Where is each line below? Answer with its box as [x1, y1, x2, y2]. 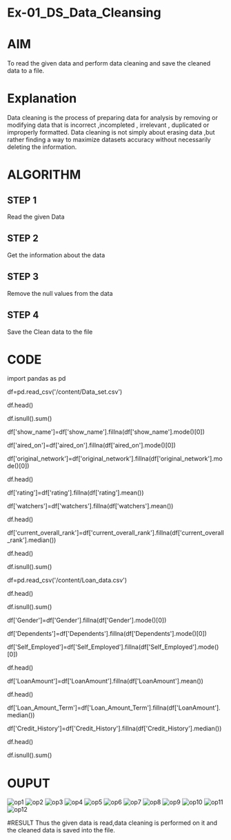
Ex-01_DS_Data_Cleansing [7, 5, 161, 21]
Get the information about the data [7, 250, 106, 259]
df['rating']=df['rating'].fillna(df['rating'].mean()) [7, 488, 144, 497]
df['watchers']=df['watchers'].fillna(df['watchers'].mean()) [7, 502, 174, 510]
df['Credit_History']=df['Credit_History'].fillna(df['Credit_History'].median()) [7, 724, 222, 732]
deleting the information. [7, 143, 77, 151]
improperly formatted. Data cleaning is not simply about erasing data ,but [7, 128, 215, 137]
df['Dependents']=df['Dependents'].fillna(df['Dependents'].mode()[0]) [7, 630, 207, 638]
